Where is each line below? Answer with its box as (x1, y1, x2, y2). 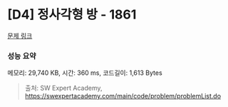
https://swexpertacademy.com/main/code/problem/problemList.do (24, 92, 222, 101)
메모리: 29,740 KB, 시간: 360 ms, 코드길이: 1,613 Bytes (7, 68, 162, 77)
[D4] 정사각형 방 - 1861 (7, 6, 137, 23)
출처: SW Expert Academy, (24, 83, 103, 93)
